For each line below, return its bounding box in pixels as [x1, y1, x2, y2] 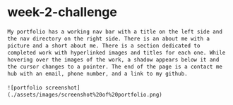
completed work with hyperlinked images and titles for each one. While [7, 49, 226, 56]
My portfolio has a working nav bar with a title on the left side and [7, 28, 222, 35]
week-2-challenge [7, 4, 118, 20]
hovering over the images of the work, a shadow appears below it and [7, 56, 220, 63]
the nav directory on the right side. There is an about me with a [7, 35, 210, 42]
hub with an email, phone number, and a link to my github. [7, 70, 189, 77]
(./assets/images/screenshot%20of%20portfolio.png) [7, 91, 162, 98]
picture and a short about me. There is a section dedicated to [7, 42, 201, 49]
